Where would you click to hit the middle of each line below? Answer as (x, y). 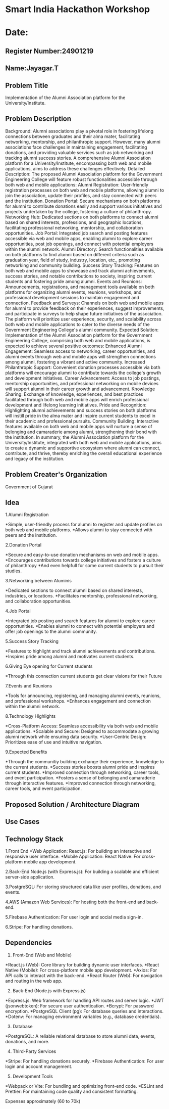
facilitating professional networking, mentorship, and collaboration (74, 227)
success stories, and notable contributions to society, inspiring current (79, 276)
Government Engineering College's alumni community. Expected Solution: (82, 330)
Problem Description (38, 119)
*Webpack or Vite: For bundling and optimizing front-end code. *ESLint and (84, 1086)
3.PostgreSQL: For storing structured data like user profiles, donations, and (83, 887)
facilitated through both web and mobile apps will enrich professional (77, 399)
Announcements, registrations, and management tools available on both (80, 287)
